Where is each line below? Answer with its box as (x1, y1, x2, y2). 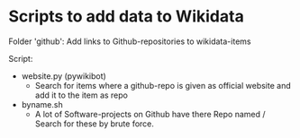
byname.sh (21, 99, 64, 109)
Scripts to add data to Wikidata (8, 6, 244, 27)
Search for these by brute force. (34, 118, 155, 129)
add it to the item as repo (34, 90, 128, 100)
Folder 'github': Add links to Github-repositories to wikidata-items (8, 36, 251, 47)
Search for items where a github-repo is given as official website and (34, 80, 292, 91)
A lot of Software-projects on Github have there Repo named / (34, 108, 267, 119)
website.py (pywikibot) (21, 70, 107, 82)
